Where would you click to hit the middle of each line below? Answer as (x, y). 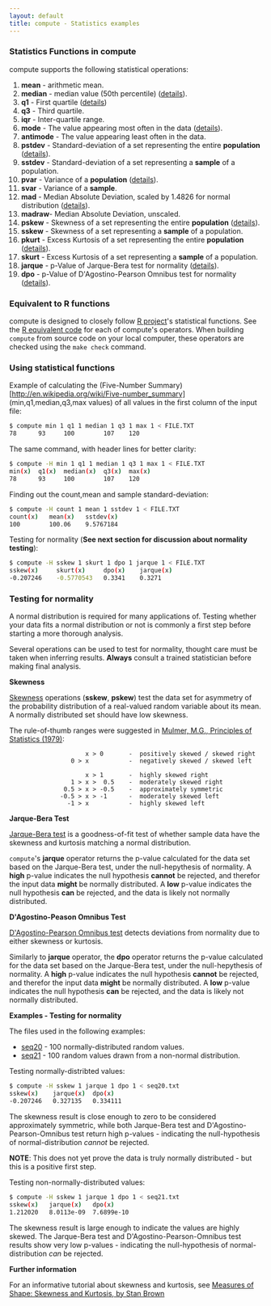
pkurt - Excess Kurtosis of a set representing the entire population (132, 239)
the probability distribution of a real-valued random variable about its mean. (135, 706)
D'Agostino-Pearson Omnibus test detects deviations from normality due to (134, 933)
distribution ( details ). (55, 205)
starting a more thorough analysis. (66, 634)
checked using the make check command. (78, 347)
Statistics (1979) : (37, 739)
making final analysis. (45, 666)
